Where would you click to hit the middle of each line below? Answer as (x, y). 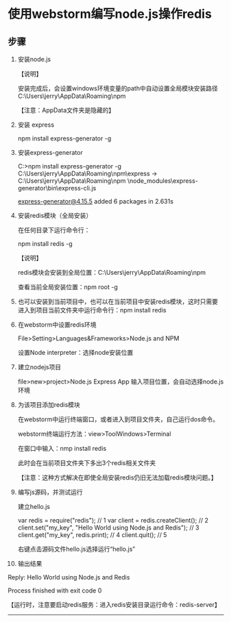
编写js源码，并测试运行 (50, 492)
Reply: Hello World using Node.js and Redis (69, 577)
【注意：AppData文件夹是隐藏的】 (66, 110)
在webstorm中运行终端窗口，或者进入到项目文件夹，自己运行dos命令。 (118, 419)
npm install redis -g (45, 244)
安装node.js (34, 59)
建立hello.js (34, 507)
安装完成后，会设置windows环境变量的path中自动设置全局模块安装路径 (118, 88)
